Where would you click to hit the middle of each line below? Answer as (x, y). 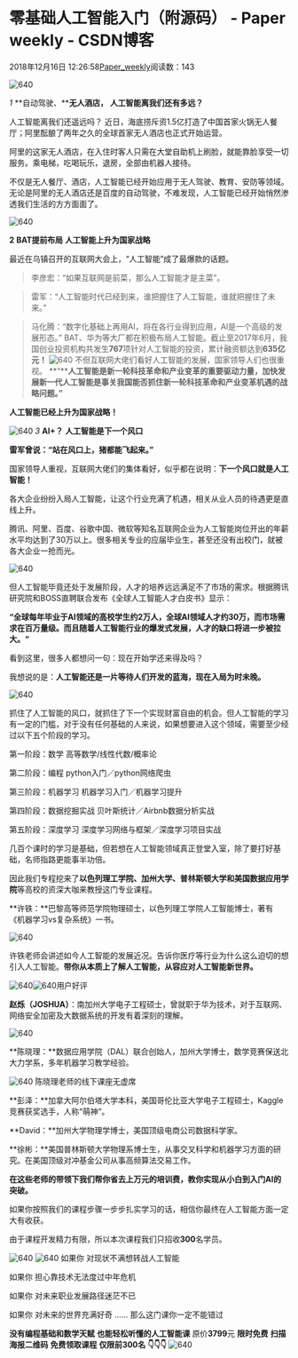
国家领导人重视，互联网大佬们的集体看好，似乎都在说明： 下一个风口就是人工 (149, 468)
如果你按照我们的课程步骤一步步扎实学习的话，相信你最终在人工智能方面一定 (149, 1209)
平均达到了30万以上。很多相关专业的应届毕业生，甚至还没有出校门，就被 (150, 539)
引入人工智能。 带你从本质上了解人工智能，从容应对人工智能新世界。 (133, 966)
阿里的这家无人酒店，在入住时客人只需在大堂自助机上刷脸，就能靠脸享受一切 (149, 151)
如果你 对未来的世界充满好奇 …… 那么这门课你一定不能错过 (117, 1314)
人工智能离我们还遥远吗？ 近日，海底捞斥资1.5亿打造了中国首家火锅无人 (140, 122)
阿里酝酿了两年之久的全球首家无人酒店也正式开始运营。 (125, 132)
